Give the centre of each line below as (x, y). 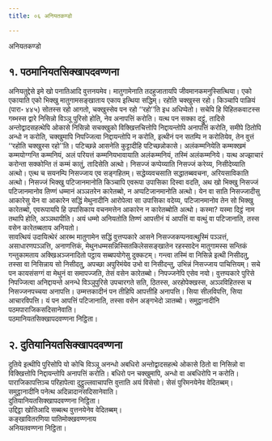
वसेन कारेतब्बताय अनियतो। (44, 228)
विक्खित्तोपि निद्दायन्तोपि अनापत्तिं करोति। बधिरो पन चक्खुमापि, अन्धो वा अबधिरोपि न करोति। (124, 374)
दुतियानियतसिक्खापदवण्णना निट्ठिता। (54, 401)
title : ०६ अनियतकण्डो (40, 16)
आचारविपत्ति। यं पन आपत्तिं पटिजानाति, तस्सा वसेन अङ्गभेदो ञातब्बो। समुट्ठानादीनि (114, 301)
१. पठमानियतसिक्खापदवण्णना (64, 72)
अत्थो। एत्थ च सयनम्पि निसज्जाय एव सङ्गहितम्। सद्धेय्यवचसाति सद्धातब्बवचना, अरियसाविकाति (129, 173)
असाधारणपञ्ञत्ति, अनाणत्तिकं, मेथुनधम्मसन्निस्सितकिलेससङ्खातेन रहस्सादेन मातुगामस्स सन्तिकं (128, 246)
